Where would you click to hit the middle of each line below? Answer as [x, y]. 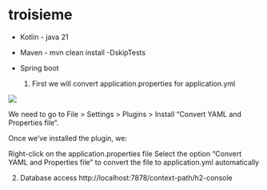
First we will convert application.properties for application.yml [133, 83]
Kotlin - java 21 [44, 37]
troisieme [40, 15]
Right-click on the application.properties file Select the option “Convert [125, 153]
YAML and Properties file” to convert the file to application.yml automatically [134, 162]
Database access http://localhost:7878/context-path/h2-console [126, 177]
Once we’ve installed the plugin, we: [68, 138]
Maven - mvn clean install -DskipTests [83, 52]
